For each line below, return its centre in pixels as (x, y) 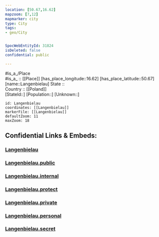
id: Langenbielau (23, 103)
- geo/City (16, 33)
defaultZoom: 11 (22, 116)
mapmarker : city (22, 19)
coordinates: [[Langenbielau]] (37, 107)
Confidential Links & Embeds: (51, 136)
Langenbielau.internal (32, 176)
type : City (16, 23)
